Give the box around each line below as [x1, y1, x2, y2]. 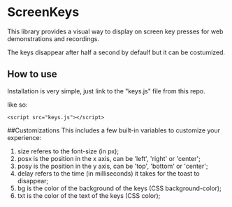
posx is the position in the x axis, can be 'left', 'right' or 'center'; [17, 154, 201, 162]
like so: [7, 100, 28, 109]
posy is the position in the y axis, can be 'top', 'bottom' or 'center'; [17, 162, 208, 170]
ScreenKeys [7, 4, 80, 20]
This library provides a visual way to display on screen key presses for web [7, 27, 224, 36]
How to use [7, 68, 57, 80]
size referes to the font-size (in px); [17, 147, 119, 155]
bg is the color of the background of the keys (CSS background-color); [17, 184, 222, 192]
